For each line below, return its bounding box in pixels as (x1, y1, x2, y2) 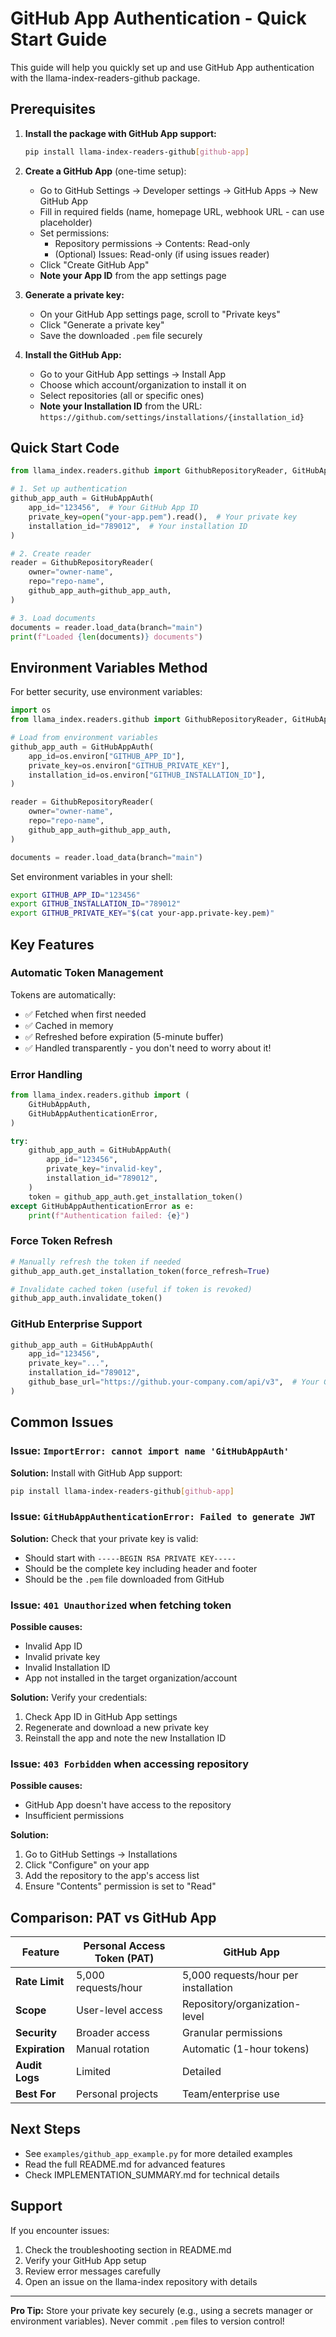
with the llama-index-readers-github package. (10, 72, 201, 84)
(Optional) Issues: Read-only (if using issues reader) (54, 248, 270, 260)
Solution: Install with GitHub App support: (10, 1467, 183, 1479)
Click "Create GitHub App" (39, 258, 150, 271)
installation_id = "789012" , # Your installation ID (28, 521, 248, 531)
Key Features (10, 936, 95, 953)
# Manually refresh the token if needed (10, 1257, 182, 1267)
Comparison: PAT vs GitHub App (10, 1909, 217, 1926)
